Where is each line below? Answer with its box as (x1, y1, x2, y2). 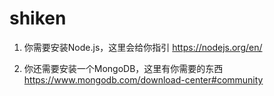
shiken (9, 7, 67, 30)
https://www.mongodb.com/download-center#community (23, 73, 264, 86)
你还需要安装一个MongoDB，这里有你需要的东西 (23, 62, 224, 74)
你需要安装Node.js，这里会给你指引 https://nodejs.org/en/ (23, 41, 263, 53)
